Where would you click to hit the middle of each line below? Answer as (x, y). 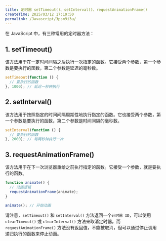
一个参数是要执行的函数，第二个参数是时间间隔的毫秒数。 (63, 120)
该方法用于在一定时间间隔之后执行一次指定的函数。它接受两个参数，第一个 (81, 62)
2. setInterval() (28, 102)
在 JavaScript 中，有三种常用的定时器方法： (50, 34)
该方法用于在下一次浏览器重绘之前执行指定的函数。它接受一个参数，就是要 (81, 167)
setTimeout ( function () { (32, 78)
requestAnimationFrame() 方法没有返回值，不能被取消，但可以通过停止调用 (81, 228)
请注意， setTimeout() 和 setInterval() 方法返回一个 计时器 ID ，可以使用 (78, 215)
